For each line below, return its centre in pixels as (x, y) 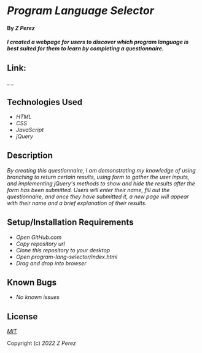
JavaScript (30, 130)
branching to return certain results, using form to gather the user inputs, (98, 177)
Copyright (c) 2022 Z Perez (41, 343)
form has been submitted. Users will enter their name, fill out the (88, 190)
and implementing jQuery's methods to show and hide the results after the (101, 183)
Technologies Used (45, 102)
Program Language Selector (80, 11)
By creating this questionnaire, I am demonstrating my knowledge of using (101, 170)
